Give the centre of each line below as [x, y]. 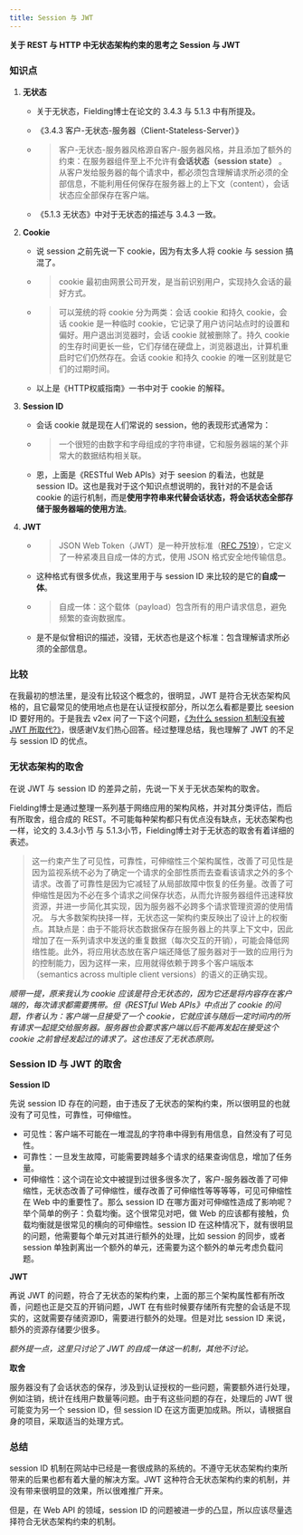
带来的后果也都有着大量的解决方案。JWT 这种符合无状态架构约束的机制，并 [150, 1480]
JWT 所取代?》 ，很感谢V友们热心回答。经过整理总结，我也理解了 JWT [139, 729]
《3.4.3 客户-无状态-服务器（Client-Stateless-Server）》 [140, 130]
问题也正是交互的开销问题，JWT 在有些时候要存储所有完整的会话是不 [154, 1307]
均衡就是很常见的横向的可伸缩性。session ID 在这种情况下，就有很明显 [162, 1224]
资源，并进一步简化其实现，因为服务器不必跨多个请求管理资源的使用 [158, 906]
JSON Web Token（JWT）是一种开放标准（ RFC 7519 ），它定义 [175, 545]
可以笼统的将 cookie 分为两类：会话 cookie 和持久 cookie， [169, 312]
